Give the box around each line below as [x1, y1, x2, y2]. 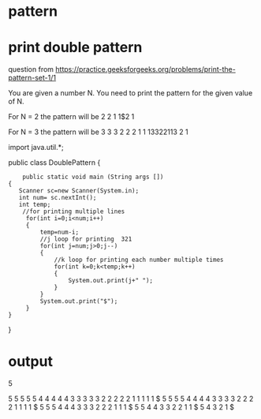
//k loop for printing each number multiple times [54, 256, 224, 264]
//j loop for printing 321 [39, 235, 132, 243]
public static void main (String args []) [22, 173, 164, 181]
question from [8, 65, 54, 74]
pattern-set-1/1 [8, 73, 57, 83]
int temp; [18, 200, 51, 209]
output [8, 353, 54, 371]
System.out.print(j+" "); [68, 277, 154, 285]
